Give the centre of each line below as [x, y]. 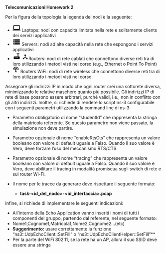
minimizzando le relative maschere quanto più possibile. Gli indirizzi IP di [80, 92]
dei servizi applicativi [34, 35]
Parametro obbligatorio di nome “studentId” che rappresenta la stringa [84, 117]
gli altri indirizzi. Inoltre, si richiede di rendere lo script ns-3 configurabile [80, 102]
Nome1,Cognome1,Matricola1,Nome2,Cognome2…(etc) [68, 223]
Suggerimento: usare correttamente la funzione [62, 229]
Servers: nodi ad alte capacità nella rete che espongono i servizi [87, 44]
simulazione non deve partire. [43, 128]
